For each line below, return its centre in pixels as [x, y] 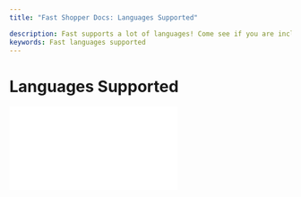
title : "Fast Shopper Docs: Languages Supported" [104, 17]
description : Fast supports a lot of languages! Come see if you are [142, 34]
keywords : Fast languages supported [77, 42]
